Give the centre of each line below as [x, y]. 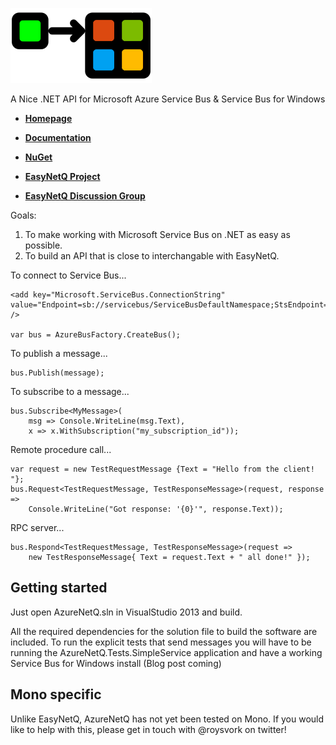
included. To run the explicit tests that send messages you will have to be [161, 642]
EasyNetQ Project [62, 176]
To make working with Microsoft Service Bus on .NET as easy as [157, 234]
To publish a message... [59, 353]
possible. [43, 245]
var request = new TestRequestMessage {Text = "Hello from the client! [162, 469]
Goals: [23, 215]
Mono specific [56, 694]
